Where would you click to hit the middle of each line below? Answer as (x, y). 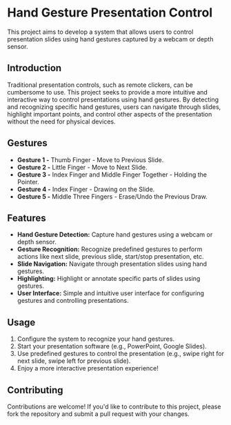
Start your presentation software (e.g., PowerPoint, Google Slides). (112, 346)
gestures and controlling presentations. (73, 301)
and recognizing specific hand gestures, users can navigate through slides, (114, 107)
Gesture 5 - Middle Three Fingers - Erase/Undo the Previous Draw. (112, 196)
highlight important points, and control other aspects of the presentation (110, 114)
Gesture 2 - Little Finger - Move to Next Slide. (82, 167)
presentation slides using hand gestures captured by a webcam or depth (110, 39)
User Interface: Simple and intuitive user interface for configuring (111, 293)
